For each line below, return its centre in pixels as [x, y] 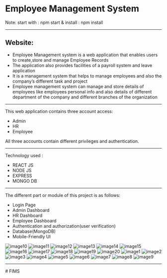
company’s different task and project [50, 81]
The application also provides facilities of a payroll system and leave [82, 65]
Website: [19, 43]
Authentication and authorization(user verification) [64, 226]
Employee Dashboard [34, 221]
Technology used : [24, 155]
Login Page [24, 205]
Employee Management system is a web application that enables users [85, 55]
